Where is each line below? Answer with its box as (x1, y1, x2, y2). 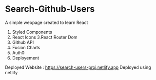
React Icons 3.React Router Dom (12, 34, 78, 40)
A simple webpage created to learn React (5, 20, 88, 25)
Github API (12, 39, 34, 45)
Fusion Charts (12, 44, 40, 50)
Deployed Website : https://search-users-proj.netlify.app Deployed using (5, 64, 151, 70)
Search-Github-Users (5, 3, 95, 15)
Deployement (12, 55, 39, 60)
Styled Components (12, 29, 53, 35)
